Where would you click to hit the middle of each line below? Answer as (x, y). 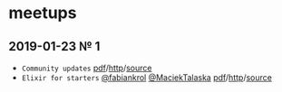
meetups (43, 13)
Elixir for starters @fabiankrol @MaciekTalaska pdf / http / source (147, 78)
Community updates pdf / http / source (87, 68)
